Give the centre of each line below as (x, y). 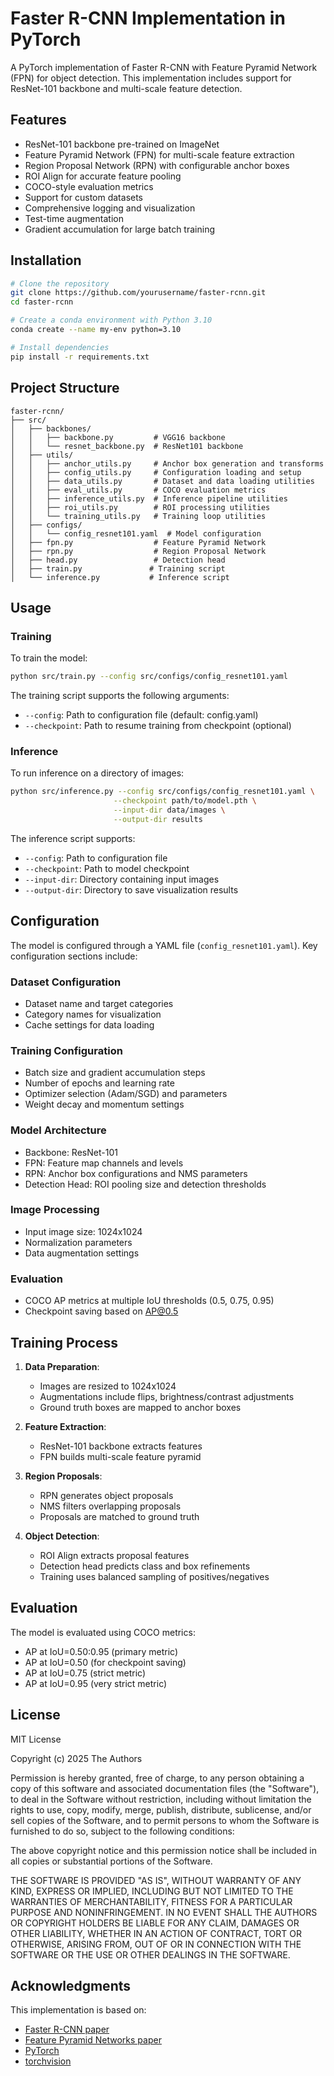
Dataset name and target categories (99, 1003)
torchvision (48, 2061)
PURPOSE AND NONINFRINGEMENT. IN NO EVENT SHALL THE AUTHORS (164, 1912)
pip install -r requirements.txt (80, 357)
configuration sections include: (74, 956)
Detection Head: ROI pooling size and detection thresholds (145, 1184)
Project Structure (65, 388)
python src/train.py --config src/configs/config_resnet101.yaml (149, 677)
